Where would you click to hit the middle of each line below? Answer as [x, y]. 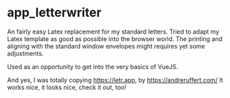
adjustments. [25, 53]
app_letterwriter [54, 13]
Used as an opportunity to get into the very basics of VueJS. [93, 66]
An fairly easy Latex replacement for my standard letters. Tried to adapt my [113, 32]
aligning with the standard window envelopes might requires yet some [106, 46]
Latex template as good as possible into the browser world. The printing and [115, 38]
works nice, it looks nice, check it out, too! [67, 87]
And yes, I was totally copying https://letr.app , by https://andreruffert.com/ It [115, 79]
